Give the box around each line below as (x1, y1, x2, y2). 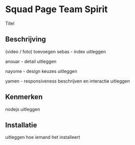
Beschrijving (5, 35, 47, 44)
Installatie (5, 121, 37, 129)
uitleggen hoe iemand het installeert (5, 134, 80, 140)
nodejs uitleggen (5, 106, 40, 112)
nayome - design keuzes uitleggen (5, 68, 77, 74)
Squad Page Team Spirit (5, 4, 108, 15)
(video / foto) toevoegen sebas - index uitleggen (5, 48, 106, 54)
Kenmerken (5, 93, 43, 101)
